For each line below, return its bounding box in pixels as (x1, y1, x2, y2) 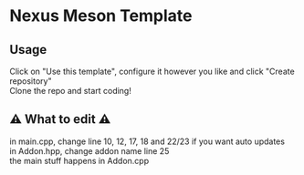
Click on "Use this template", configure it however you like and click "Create (9, 66, 295, 77)
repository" (9, 76, 52, 87)
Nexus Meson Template (9, 5, 194, 26)
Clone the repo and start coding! (9, 86, 132, 96)
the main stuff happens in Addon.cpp (9, 155, 149, 166)
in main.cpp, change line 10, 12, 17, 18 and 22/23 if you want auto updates (9, 136, 286, 147)
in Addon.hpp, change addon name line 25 (9, 145, 170, 156)
